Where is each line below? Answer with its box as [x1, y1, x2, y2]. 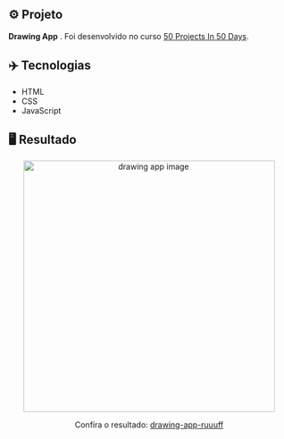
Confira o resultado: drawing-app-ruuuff [74, 419, 224, 430]
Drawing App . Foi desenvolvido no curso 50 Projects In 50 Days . [8, 30, 249, 41]
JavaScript [21, 105, 62, 115]
